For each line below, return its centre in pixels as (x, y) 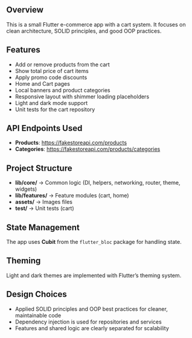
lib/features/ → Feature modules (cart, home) (72, 196)
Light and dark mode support (51, 103)
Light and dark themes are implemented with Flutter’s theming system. (94, 275)
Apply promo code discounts (51, 77)
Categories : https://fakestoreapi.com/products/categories (88, 149)
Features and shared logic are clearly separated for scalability (92, 328)
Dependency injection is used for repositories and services (88, 322)
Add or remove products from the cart (62, 64)
